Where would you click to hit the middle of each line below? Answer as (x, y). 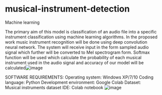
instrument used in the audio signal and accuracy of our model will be (74, 63)
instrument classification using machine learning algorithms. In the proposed (81, 37)
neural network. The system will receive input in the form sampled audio (77, 47)
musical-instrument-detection (67, 9)
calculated (15, 68)
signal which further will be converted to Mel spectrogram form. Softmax (77, 52)
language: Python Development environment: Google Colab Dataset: (73, 82)
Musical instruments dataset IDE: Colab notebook (54, 87)
